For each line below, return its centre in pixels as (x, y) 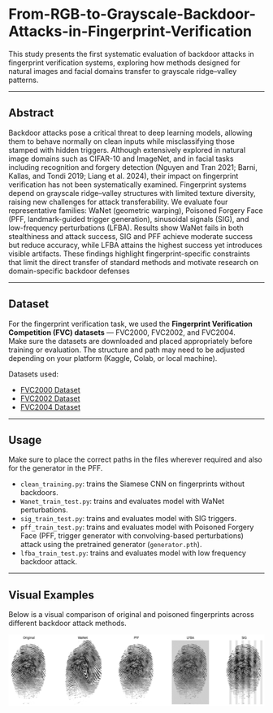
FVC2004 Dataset (50, 406)
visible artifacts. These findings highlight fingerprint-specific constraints (129, 254)
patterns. (24, 80)
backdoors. (39, 493)
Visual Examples (52, 595)
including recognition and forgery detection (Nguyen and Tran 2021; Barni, (133, 167)
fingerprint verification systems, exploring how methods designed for (125, 63)
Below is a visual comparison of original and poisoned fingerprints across (131, 615)
